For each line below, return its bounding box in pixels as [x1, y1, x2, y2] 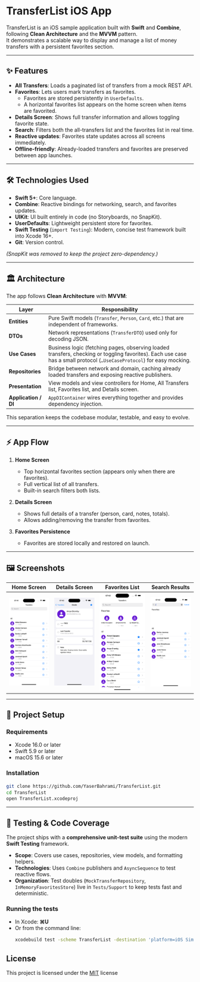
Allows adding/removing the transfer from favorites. [23, 516, 151, 523]
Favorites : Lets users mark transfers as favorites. [14, 88, 136, 95]
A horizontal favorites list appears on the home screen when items [23, 100, 186, 108]
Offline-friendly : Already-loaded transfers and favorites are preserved [14, 145, 189, 152]
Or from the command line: [14, 925, 82, 932]
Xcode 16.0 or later [14, 741, 61, 748]
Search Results [151, 584, 190, 591]
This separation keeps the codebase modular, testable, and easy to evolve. [6, 413, 190, 421]
